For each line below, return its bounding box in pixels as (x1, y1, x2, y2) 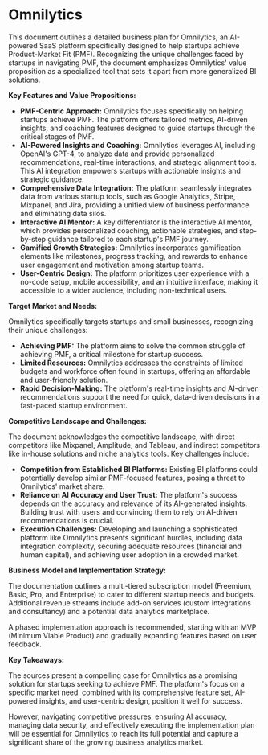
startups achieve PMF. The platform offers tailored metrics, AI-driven (19, 114, 249, 124)
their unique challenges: (8, 325, 88, 334)
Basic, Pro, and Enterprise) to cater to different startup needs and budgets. (8, 589, 256, 599)
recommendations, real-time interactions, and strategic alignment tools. (19, 157, 257, 166)
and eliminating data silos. (19, 208, 107, 218)
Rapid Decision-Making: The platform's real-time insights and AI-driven (19, 384, 259, 393)
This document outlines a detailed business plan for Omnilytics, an (8, 32, 229, 42)
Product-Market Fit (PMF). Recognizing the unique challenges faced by (8, 49, 244, 59)
